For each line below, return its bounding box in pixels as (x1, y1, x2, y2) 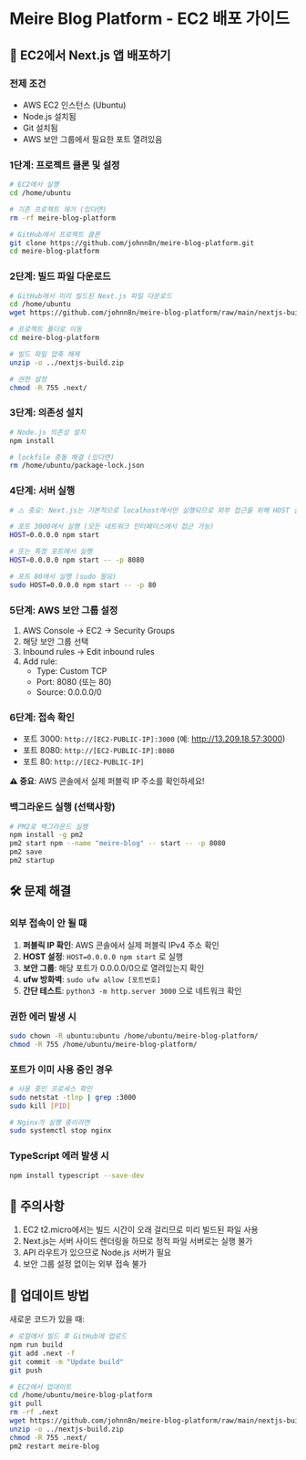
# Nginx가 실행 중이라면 (9, 1118, 91, 1127)
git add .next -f (9, 1349, 76, 1358)
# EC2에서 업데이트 (9, 1382, 72, 1392)
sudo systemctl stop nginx (9, 1126, 112, 1135)
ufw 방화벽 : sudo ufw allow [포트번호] (22, 973, 161, 985)
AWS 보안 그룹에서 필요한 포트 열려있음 (22, 133, 163, 144)
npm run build (9, 1341, 64, 1350)
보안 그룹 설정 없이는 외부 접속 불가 (22, 1258, 148, 1269)
